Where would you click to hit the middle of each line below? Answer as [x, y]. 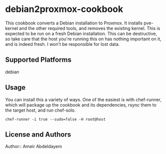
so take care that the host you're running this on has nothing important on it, [83, 39]
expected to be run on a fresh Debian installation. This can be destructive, [81, 33]
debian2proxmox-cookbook [64, 9]
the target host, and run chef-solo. [41, 110]
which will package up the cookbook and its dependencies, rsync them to [81, 105]
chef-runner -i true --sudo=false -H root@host [56, 119]
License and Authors [38, 134]
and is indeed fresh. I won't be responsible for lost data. [63, 44]
